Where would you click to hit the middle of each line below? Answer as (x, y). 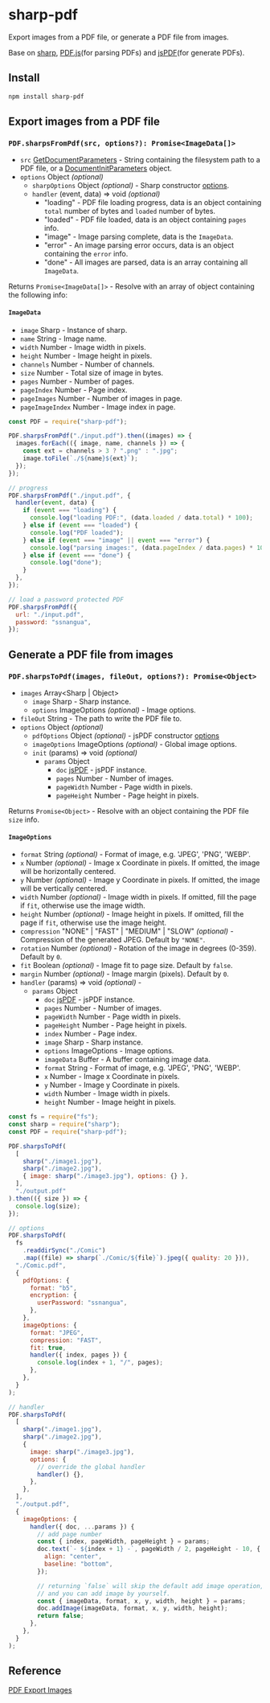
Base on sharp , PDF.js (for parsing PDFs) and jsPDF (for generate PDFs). (127, 52)
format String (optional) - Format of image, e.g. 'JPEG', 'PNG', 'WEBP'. (135, 855)
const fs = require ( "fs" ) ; (53, 1117)
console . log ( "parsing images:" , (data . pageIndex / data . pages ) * (141, 548)
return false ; (61, 1616)
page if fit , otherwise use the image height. (93, 923)
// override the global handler (92, 1467)
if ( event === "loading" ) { (70, 511)
